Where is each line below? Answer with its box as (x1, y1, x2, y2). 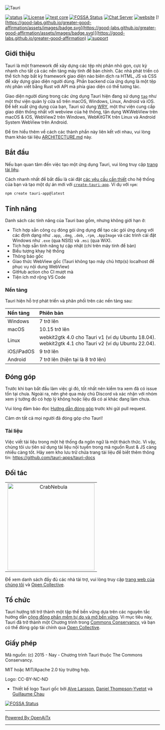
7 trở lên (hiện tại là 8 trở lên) (39, 356, 107, 363)
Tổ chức (5, 596, 30, 604)
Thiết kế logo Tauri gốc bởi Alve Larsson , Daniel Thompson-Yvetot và (12, 686, 153, 692)
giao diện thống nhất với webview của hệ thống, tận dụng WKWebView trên (5, 108, 158, 115)
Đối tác (5, 469, 27, 477)
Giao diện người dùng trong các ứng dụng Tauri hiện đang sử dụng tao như (5, 93, 157, 99)
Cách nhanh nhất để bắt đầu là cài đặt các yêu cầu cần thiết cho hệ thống (5, 176, 155, 182)
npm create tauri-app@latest (5, 191, 65, 196)
